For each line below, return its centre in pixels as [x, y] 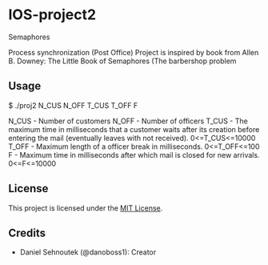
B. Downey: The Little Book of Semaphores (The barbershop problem [122, 61]
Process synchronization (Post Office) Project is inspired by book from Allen [134, 52]
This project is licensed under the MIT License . [86, 208]
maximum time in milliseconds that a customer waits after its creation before [134, 129]
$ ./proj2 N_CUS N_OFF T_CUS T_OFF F [73, 105]
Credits [27, 233]
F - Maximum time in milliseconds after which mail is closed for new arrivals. [134, 155]
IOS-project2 [52, 15]
